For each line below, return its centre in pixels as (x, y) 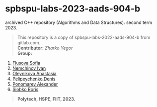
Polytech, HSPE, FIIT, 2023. (46, 99)
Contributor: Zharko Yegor (45, 48)
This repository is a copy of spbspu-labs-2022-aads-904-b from (84, 37)
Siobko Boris (25, 89)
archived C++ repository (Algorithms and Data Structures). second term (79, 22)
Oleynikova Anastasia (34, 73)
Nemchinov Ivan (29, 68)
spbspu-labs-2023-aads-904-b (73, 9)
